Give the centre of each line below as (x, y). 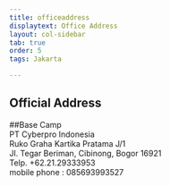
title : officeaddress (50, 17)
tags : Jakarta (36, 59)
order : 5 (25, 51)
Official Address (55, 103)
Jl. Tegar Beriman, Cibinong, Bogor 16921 (85, 153)
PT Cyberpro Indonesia (52, 134)
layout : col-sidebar (48, 34)
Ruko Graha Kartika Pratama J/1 (68, 143)
